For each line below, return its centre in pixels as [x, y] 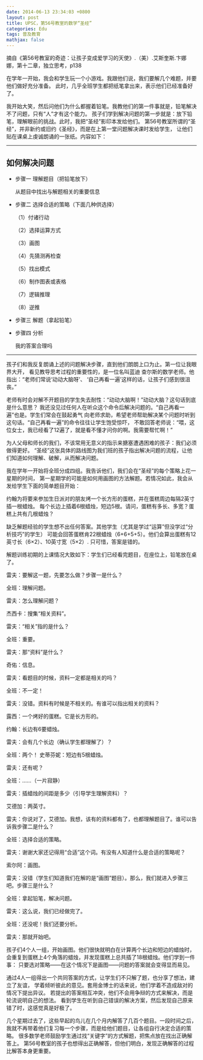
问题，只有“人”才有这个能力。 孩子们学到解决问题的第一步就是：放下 [102, 114]
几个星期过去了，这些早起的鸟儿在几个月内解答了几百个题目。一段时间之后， [101, 1020]
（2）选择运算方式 [38, 230]
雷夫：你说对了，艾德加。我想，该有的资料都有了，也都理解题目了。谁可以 [99, 819]
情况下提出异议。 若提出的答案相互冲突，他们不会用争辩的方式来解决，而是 [100, 992]
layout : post [23, 18]
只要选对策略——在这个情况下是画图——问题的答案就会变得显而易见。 [105, 965]
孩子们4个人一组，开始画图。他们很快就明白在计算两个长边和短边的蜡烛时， [101, 949]
